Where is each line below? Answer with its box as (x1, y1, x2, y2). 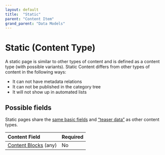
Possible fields (5, 103, 52, 112)
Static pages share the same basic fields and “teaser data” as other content (5, 116, 160, 122)
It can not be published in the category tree (12, 84, 101, 90)
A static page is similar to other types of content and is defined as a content (5, 59, 160, 65)
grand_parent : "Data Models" (5, 21, 65, 26)
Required (61, 134, 84, 140)
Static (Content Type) (5, 42, 96, 53)
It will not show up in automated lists (12, 89, 87, 95)
